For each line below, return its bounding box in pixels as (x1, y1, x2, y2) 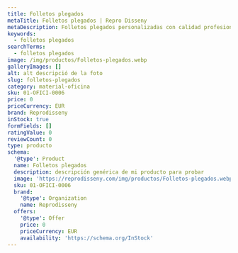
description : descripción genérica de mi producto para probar (13, 168, 204, 176)
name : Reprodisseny (20, 201, 78, 209)
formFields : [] (7, 122, 52, 130)
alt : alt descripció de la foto (7, 69, 103, 77)
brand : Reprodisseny (7, 109, 69, 116)
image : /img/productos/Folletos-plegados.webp (7, 57, 147, 64)
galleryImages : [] (7, 63, 62, 70)
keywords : (7, 30, 37, 38)
